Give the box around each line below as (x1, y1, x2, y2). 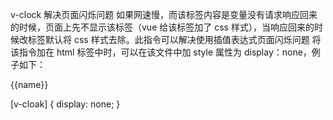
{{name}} (10, 79, 49, 90)
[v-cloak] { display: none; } (10, 98, 121, 110)
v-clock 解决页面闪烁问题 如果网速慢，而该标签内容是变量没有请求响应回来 (10, 9, 318, 20)
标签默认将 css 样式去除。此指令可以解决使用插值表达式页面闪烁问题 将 (27, 34, 322, 45)
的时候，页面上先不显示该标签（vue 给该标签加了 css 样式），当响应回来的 (10, 21, 315, 33)
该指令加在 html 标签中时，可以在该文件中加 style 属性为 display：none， (10, 46, 312, 58)
